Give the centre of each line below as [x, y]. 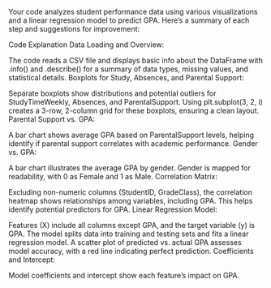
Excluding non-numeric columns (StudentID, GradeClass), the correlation [131, 192]
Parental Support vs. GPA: [52, 119]
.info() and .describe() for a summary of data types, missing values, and [129, 69]
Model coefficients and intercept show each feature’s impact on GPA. [124, 275]
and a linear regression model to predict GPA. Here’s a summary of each [129, 20]
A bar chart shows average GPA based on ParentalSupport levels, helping [131, 135]
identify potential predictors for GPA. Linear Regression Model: [113, 209]
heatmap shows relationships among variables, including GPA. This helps [131, 201]
